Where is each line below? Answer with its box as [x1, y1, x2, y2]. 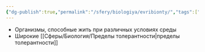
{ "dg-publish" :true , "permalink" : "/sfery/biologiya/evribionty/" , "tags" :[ [6, 9, 198, 15]
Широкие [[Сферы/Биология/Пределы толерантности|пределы [14, 32, 180, 40]
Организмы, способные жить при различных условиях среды [14, 26, 177, 33]
